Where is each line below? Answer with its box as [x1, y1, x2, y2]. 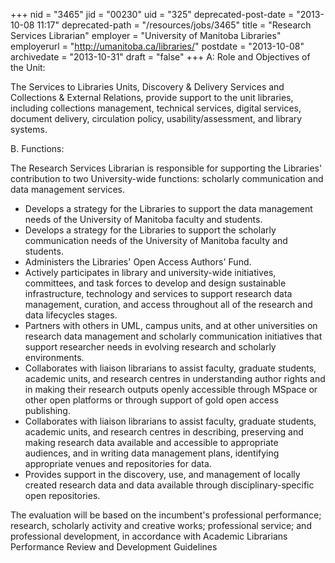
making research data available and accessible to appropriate [24, 437, 279, 448]
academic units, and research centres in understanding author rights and [24, 373, 326, 384]
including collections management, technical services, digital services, [10, 102, 302, 114]
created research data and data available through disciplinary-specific [24, 479, 315, 491]
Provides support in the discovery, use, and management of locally [24, 469, 301, 480]
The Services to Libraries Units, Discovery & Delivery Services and [10, 81, 285, 93]
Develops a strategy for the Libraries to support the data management [24, 203, 313, 214]
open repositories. [24, 490, 101, 501]
